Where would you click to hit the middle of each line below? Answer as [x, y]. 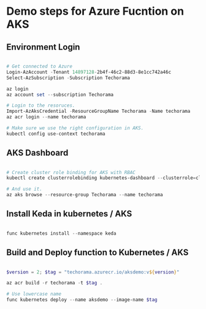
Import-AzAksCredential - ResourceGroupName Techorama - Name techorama [98, 112]
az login [17, 89]
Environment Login [43, 47]
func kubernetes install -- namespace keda [61, 233]
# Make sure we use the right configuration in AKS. [75, 128]
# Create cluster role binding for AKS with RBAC [71, 172]
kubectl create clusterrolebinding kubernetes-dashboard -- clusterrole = [101, 178]
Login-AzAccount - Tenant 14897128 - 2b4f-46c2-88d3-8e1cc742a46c [89, 72]
